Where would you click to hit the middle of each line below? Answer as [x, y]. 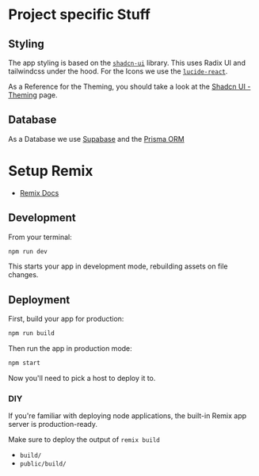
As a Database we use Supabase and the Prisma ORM [96, 139]
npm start [25, 363]
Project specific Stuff [79, 15]
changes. [23, 275]
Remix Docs [39, 192]
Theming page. [33, 95]
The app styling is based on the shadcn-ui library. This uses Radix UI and [127, 63]
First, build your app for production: [66, 319]
